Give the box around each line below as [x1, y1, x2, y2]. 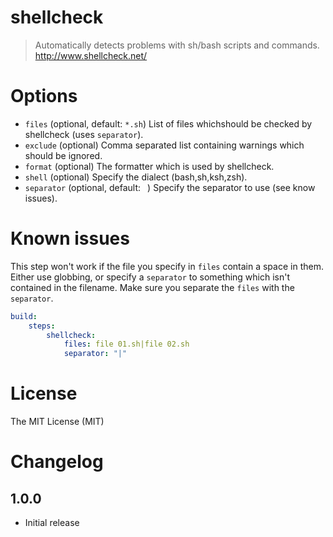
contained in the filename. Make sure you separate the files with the [10, 281, 295, 293]
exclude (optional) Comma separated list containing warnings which [24, 139, 305, 151]
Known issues [10, 227, 130, 250]
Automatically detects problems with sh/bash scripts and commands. [34, 39, 320, 51]
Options [10, 85, 78, 108]
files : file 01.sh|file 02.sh [63, 339, 190, 350]
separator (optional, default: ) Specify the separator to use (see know [24, 181, 316, 193]
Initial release [24, 517, 80, 529]
